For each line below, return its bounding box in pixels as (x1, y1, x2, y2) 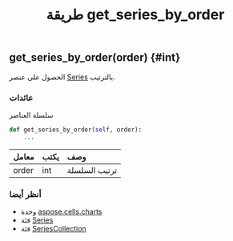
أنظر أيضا (9, 188, 42, 199)
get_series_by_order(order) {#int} (9, 50, 181, 65)
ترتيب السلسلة (66, 164, 118, 175)
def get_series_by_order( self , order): (9, 126, 143, 134)
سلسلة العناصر (9, 110, 54, 119)
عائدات (9, 92, 34, 103)
